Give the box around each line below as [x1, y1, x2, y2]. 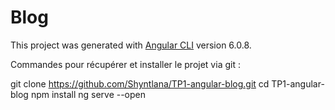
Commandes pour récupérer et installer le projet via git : [10, 58, 241, 70]
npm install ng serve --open [30, 88, 147, 100]
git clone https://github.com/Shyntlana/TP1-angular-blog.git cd [10, 77, 270, 90]
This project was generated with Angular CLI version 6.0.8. [10, 39, 252, 51]
